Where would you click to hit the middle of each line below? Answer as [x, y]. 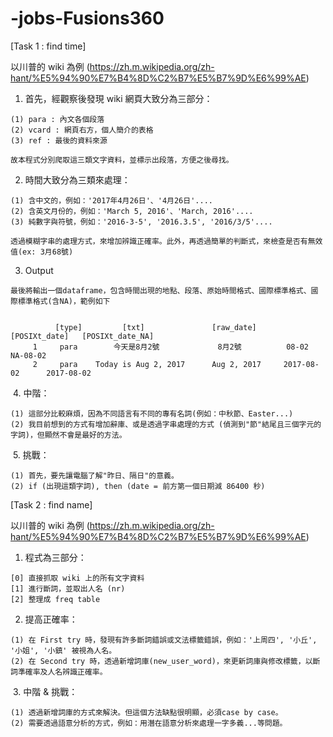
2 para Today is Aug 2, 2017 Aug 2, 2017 [147, 364]
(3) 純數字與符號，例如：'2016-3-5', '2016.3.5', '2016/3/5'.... [141, 222]
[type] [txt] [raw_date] [155, 327]
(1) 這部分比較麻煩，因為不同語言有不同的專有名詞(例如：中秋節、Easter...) [152, 413]
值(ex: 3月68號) [42, 252]
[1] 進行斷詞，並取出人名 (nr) [68, 588]
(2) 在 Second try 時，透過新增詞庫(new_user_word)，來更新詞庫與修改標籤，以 [161, 661]
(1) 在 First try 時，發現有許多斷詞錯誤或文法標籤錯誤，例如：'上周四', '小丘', [164, 640]
